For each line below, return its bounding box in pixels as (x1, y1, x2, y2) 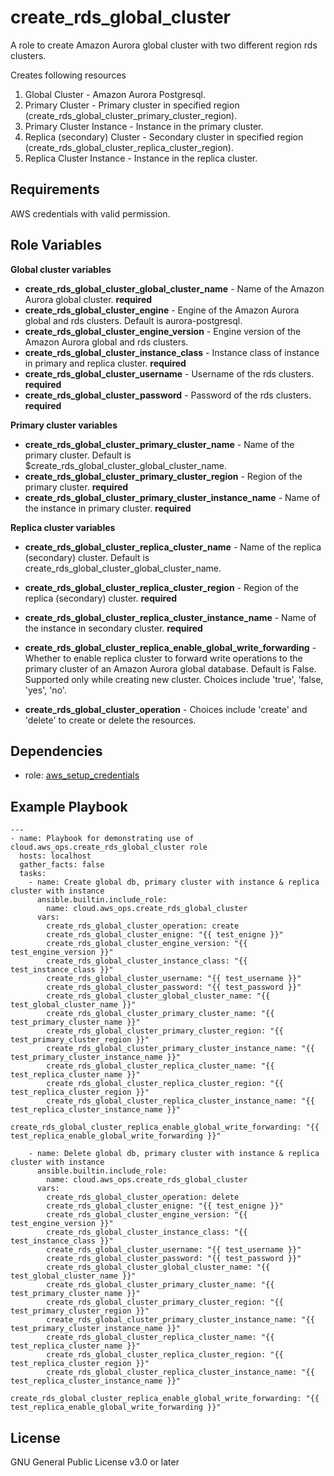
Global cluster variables (10, 263, 112, 275)
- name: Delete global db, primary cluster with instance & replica (28, 1149, 320, 1159)
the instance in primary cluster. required (24, 502, 192, 514)
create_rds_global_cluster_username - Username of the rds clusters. (24, 367, 315, 380)
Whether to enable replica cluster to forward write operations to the (24, 652, 303, 664)
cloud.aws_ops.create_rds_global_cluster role (10, 842, 208, 853)
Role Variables (10, 237, 102, 254)
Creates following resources (10, 69, 127, 81)
